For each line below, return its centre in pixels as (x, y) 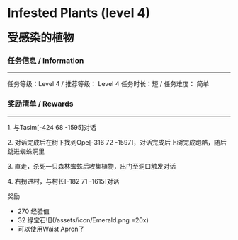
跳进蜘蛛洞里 (26, 151)
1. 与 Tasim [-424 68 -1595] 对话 (52, 127)
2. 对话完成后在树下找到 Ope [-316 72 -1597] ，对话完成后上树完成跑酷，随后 (117, 142)
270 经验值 (33, 211)
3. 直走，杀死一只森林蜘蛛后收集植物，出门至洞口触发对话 (92, 166)
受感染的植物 (41, 37)
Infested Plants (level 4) (79, 13)
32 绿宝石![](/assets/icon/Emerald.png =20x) (83, 220)
